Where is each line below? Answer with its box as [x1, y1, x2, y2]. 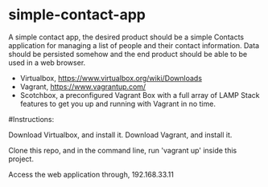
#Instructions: [8, 114, 55, 124]
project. [8, 154, 35, 164]
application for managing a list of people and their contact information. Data [8, 40, 260, 50]
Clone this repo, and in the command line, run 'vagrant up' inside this [8, 145, 237, 155]
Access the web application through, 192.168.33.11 [8, 169, 175, 179]
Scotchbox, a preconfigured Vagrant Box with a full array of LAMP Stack [19, 90, 260, 100]
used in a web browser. [8, 58, 86, 67]
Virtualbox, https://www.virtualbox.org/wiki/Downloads [19, 73, 203, 83]
